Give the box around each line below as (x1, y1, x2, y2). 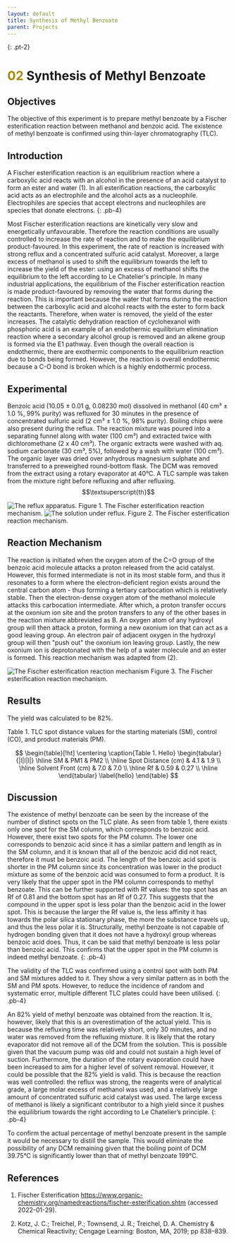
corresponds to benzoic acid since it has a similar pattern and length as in (7, 840, 222, 848)
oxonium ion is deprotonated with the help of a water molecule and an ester (7, 646, 227, 654)
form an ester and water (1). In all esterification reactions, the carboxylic (7, 184, 216, 192)
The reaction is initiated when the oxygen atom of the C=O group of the (7, 555, 215, 564)
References (7, 1172, 59, 1184)
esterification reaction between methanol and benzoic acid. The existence (7, 122, 223, 131)
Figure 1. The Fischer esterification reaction (78, 502, 204, 509)
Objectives (7, 95, 56, 107)
